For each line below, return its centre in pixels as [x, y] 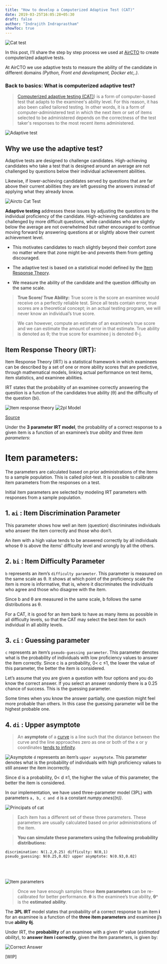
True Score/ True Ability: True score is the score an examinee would [88, 298]
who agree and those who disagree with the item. [56, 589]
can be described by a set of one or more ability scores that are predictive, [82, 367]
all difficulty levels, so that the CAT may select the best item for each [76, 619]
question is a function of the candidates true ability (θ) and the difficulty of [82, 393]
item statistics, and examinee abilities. [44, 378]
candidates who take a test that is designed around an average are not [78, 166]
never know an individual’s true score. [56, 314]
